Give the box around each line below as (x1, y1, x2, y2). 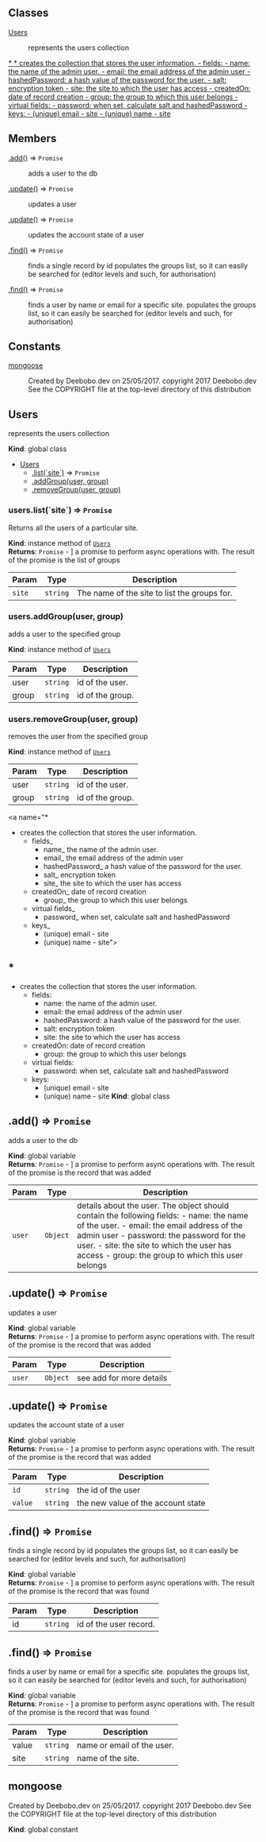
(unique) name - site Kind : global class (43, 1091, 170, 1101)
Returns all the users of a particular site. (8, 523, 139, 532)
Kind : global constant (8, 1825, 79, 1834)
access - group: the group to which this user (76, 1249, 244, 1261)
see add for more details (76, 1372, 168, 1383)
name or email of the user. (76, 1740, 174, 1751)
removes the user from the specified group (8, 732, 149, 741)
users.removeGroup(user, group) (8, 713, 139, 724)
